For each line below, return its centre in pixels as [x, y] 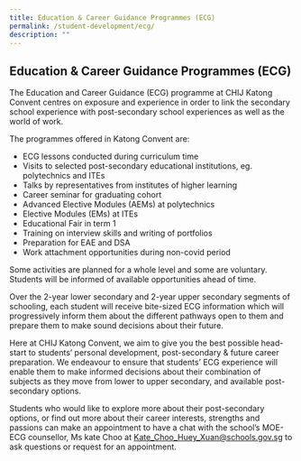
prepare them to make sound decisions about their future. [116, 326]
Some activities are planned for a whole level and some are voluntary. [138, 270]
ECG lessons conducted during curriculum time [110, 157]
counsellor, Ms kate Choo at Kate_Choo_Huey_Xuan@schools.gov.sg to [160, 438]
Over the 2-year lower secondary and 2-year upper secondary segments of [150, 297]
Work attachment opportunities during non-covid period [127, 253]
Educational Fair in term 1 [69, 224]
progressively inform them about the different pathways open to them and [146, 316]
